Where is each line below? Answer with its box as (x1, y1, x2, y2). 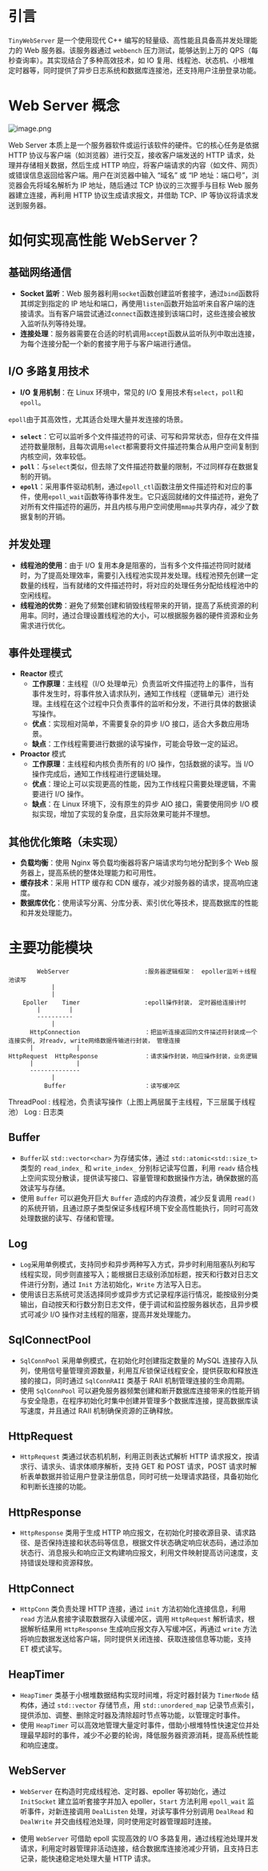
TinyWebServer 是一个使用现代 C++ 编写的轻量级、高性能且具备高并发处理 (8, 35, 250, 45)
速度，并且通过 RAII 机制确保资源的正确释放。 (26, 1406, 178, 1415)
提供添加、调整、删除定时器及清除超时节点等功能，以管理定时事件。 (19, 1710, 245, 1719)
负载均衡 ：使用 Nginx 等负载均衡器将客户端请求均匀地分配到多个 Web (19, 858, 250, 867)
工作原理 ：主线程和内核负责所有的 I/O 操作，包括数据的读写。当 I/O (31, 759, 254, 769)
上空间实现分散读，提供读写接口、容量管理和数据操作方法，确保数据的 (19, 1173, 252, 1183)
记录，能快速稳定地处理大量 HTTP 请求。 (19, 1853, 156, 1863)
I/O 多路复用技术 (8, 364, 90, 378)
